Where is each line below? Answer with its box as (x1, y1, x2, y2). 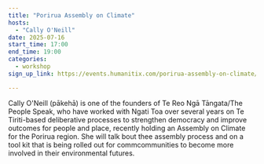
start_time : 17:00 (8, 41, 68, 49)
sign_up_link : (8, 70, 55, 78)
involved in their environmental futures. (8, 148, 135, 158)
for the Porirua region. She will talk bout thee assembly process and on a (8, 131, 244, 141)
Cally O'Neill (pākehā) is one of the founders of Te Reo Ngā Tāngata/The (8, 98, 244, 108)
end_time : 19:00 (8, 48, 61, 56)
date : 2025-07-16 (8, 33, 65, 42)
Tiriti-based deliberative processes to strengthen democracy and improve (8, 115, 247, 124)
